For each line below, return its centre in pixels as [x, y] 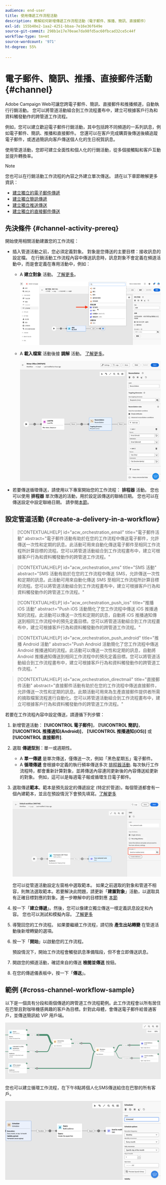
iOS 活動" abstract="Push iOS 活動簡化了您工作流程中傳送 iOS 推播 [85, 609]
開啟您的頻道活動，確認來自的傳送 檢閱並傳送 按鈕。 [65, 962]
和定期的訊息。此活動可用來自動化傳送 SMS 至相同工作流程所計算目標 [88, 580]
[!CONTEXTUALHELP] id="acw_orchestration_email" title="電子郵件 [86, 532]
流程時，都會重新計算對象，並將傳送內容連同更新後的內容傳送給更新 [89, 771]
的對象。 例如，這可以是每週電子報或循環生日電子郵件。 [77, 777]
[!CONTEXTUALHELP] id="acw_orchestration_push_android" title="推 [88, 638]
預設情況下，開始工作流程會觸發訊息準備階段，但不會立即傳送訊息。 [82, 952]
